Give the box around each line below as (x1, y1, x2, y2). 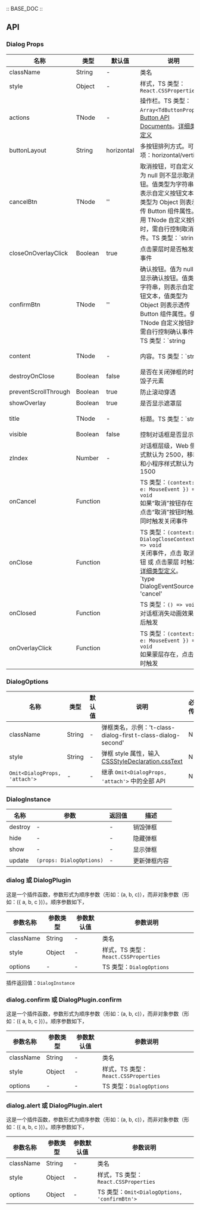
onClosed (9, 609, 36, 617)
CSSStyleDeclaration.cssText (101, 757, 183, 765)
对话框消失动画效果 (139, 609, 194, 618)
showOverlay (9, 399, 46, 407)
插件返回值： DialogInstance (6, 979, 76, 986)
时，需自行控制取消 (139, 225, 194, 233)
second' (101, 739, 124, 747)
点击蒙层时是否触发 (139, 244, 194, 253)
